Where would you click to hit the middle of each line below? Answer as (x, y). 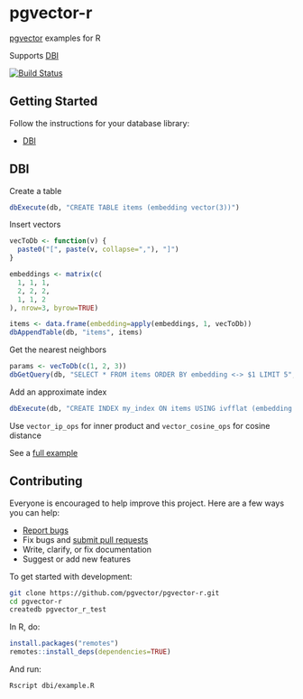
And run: (26, 669)
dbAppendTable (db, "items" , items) (76, 332)
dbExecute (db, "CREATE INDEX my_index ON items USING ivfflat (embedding (151, 408)
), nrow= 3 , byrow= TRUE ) (54, 308)
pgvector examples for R (55, 38)
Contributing (46, 481)
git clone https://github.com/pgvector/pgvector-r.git (115, 593)
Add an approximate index (58, 392)
